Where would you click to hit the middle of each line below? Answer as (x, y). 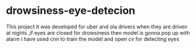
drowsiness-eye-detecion (71, 11)
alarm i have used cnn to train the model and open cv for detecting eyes (93, 39)
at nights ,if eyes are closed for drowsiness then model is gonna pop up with (98, 32)
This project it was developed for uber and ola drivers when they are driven (97, 27)
